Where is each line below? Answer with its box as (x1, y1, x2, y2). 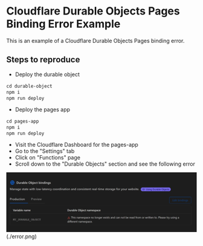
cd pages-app (6, 118, 39, 125)
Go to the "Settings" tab (14, 147, 75, 155)
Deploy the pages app (14, 106, 71, 113)
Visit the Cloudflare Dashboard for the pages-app (14, 141, 139, 148)
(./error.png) (6, 233, 37, 240)
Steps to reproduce (6, 54, 80, 65)
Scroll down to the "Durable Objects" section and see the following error (14, 160, 195, 167)
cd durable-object (6, 83, 53, 89)
